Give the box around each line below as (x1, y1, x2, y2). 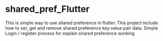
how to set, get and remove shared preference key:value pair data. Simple (5, 25, 158, 31)
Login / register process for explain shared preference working (5, 30, 135, 36)
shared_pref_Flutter (5, 3, 90, 15)
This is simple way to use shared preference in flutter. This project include (5, 20, 158, 26)
